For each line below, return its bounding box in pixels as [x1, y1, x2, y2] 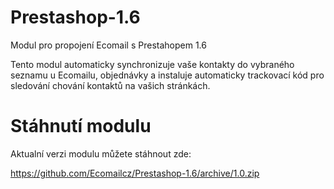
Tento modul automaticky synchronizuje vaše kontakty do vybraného [10, 58, 295, 70]
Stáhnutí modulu [10, 115, 152, 138]
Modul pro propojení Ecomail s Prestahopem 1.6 [10, 39, 207, 51]
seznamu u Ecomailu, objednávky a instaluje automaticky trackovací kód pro [10, 69, 325, 81]
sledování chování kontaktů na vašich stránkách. [10, 79, 211, 91]
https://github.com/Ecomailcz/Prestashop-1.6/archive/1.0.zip [10, 167, 260, 179]
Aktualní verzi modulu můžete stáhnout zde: [10, 147, 192, 160]
